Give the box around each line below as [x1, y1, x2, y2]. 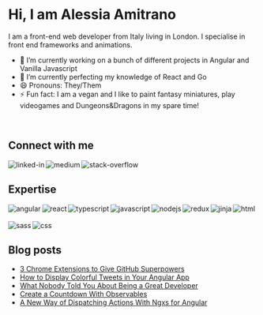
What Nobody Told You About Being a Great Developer [19, 281, 199, 291]
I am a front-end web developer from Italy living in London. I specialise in [8, 32, 246, 41]
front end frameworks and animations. [8, 39, 133, 49]
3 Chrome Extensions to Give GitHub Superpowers [19, 264, 185, 274]
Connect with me [8, 139, 95, 152]
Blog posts [8, 243, 62, 257]
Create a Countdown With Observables [19, 290, 148, 299]
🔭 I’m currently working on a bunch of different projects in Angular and [19, 55, 250, 65]
